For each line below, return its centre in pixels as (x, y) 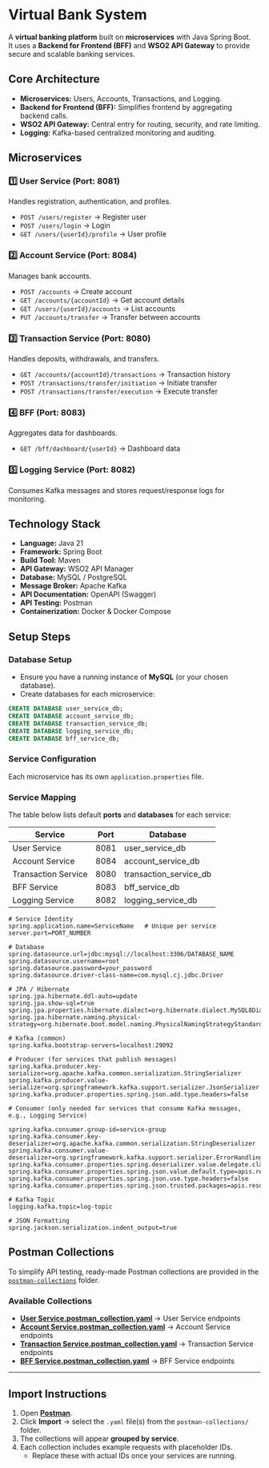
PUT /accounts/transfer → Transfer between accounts (110, 317)
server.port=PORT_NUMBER (50, 933)
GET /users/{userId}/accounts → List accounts (98, 308)
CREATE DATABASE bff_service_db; (64, 738)
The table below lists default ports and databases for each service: (120, 815)
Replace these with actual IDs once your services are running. (134, 1456)
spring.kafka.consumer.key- (55, 1137)
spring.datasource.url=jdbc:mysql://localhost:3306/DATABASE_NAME (121, 954)
